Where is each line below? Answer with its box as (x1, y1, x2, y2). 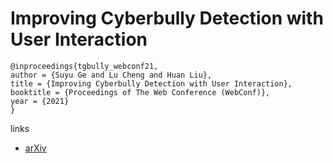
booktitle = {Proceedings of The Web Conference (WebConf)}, (10, 87, 271, 97)
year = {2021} (10, 96, 70, 106)
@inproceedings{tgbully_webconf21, (10, 61, 159, 71)
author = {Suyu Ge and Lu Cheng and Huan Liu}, (10, 70, 213, 80)
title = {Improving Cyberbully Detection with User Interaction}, (10, 78, 293, 89)
